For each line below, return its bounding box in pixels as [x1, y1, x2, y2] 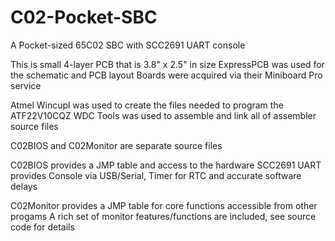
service [10, 79, 42, 91]
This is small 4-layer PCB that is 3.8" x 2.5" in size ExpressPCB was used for [10, 58, 325, 70]
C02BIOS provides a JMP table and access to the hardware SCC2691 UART [10, 159, 322, 171]
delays [10, 180, 38, 192]
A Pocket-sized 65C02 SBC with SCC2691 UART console [10, 39, 246, 51]
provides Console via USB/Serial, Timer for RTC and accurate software [10, 169, 302, 181]
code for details [10, 221, 75, 233]
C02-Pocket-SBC [10, 6, 158, 29]
